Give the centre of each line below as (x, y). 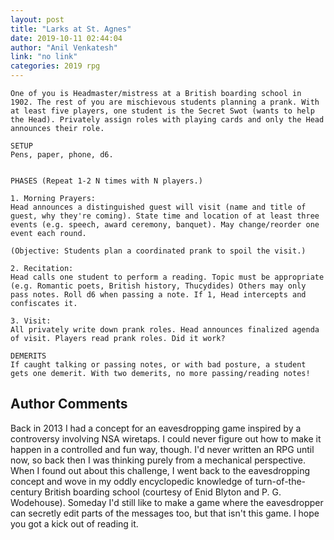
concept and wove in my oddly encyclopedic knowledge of (131, 481)
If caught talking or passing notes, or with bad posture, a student (158, 365)
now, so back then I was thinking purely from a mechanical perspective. (158, 460)
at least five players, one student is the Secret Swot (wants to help (162, 111)
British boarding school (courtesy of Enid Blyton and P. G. (163, 492)
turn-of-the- (280, 481)
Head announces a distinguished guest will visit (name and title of (158, 207)
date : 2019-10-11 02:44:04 (66, 38)
